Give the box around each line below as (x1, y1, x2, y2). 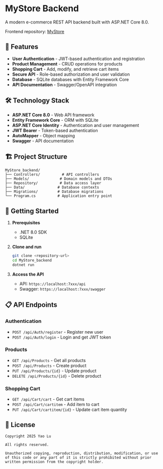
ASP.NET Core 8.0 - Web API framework (12, 112, 95, 118)
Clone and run (12, 244, 42, 250)
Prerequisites (12, 220, 41, 226)
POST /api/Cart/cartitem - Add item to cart (12, 402, 100, 407)
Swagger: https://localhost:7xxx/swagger (19, 286, 106, 292)
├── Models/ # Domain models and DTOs (5, 176, 112, 181)
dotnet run (12, 262, 35, 267)
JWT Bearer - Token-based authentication (12, 128, 98, 133)
